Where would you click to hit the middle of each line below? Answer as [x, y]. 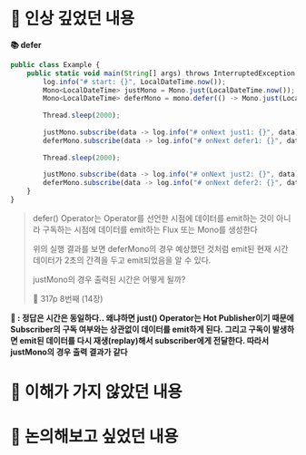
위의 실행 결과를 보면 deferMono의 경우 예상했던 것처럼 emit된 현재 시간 [160, 248]
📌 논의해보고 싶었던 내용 [94, 437]
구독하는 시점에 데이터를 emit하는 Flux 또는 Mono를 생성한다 [150, 229]
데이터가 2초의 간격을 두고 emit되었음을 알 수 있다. [122, 260]
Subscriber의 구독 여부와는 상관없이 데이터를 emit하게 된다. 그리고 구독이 [141, 329]
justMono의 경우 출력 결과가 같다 [69, 352]
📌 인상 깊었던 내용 [73, 19]
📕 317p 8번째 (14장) [68, 298]
